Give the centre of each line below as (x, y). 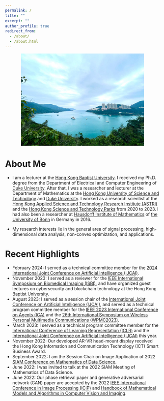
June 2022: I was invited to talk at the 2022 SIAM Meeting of (74, 367)
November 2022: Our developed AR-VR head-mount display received (82, 341)
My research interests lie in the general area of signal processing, (78, 229)
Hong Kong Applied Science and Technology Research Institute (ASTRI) (85, 204)
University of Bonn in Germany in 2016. (52, 219)
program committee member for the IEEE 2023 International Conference (85, 309)
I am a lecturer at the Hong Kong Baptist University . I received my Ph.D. (84, 178)
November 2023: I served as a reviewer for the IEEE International (78, 278)
